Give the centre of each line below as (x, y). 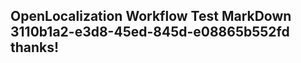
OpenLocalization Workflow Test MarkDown (151, 16)
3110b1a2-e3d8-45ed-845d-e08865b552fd (150, 32)
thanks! (35, 47)
